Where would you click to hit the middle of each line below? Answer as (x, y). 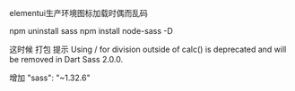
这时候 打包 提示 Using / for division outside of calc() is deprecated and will (148, 49)
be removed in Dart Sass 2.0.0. (66, 59)
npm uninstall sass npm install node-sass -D (91, 31)
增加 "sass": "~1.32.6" (50, 78)
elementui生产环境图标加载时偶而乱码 (78, 13)
